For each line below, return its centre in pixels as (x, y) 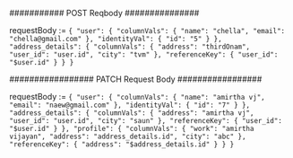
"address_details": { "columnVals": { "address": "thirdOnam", (130, 47)
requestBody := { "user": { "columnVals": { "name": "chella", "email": (147, 30)
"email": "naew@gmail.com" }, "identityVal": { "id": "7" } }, (130, 105)
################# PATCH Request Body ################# (136, 79)
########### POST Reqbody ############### (104, 13)
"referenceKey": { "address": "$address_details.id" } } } (122, 145)
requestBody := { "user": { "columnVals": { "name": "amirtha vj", (138, 97)
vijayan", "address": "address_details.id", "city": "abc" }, (128, 136)
